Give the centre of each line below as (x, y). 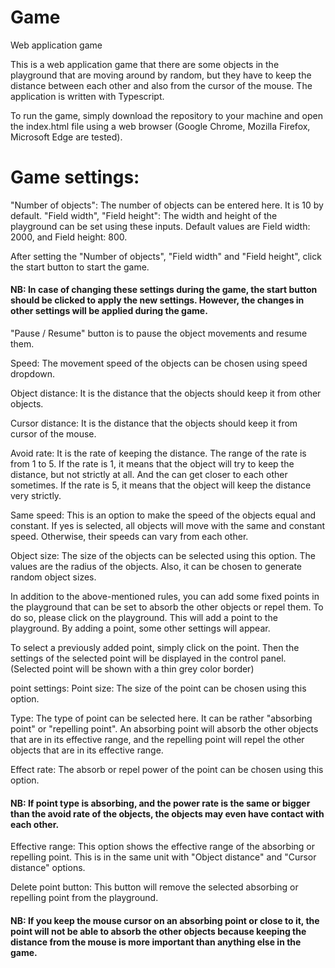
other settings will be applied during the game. (109, 311)
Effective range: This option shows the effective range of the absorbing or (162, 847)
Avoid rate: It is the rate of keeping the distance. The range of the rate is (158, 453)
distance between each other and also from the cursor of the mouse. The (161, 85)
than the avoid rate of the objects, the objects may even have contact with (167, 813)
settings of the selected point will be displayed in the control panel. (148, 658)
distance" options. (48, 868)
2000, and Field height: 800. (69, 237)
